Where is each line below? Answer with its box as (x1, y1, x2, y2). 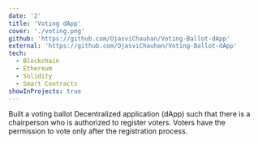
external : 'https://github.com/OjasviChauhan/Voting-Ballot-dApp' (8, 42, 238, 50)
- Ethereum (15, 65, 53, 73)
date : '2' (8, 11, 42, 20)
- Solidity (15, 72, 53, 80)
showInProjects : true (8, 87, 82, 95)
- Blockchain (15, 57, 60, 66)
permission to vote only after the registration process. (8, 126, 188, 136)
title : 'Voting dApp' (8, 19, 82, 28)
